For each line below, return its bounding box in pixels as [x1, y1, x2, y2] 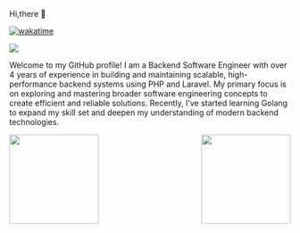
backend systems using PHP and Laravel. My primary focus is [59, 79, 287, 89]
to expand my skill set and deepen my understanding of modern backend [9, 107, 279, 118]
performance [9, 79, 58, 89]
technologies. [9, 117, 60, 127]
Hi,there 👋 [9, 9, 46, 19]
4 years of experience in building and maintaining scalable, [9, 70, 226, 79]
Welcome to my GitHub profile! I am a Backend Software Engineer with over [9, 60, 287, 71]
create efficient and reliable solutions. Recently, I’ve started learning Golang [9, 98, 288, 108]
